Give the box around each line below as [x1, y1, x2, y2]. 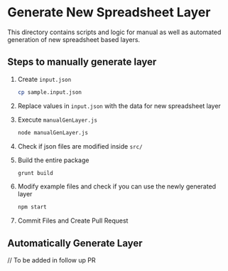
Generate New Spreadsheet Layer [7, 4, 211, 21]
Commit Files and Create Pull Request [17, 216, 129, 225]
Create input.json [17, 75, 72, 83]
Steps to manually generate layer [7, 56, 157, 68]
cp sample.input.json [17, 88, 82, 96]
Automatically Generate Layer [7, 237, 143, 249]
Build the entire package [17, 156, 89, 164]
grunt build [17, 169, 53, 176]
